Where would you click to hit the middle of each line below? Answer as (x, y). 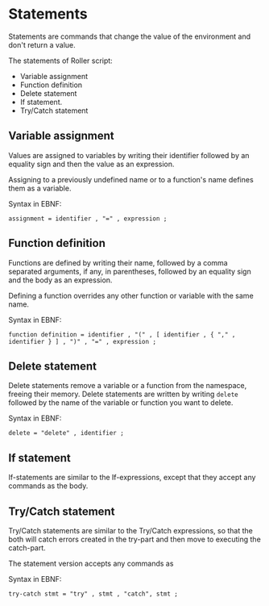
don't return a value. (42, 44)
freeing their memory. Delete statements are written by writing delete (124, 394)
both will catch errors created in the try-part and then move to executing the (135, 539)
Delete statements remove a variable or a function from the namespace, (128, 386)
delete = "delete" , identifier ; (66, 433)
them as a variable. (40, 188)
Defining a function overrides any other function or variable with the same (131, 295)
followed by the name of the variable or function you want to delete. (121, 403)
